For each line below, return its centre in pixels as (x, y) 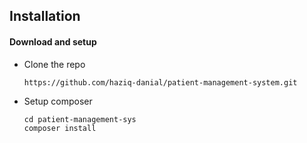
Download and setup (53, 41)
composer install (60, 128)
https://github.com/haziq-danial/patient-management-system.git (160, 82)
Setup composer (58, 101)
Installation (45, 16)
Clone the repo (54, 64)
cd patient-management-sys (80, 119)
